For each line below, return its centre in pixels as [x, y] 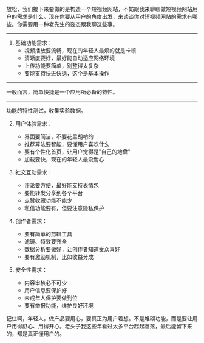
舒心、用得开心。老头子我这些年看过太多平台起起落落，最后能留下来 [107, 326]
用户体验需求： [34, 123]
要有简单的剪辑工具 [48, 234]
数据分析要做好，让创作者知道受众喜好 [72, 249]
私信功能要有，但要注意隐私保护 [64, 208]
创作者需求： [31, 221]
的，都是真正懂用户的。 [36, 334]
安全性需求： [31, 270]
